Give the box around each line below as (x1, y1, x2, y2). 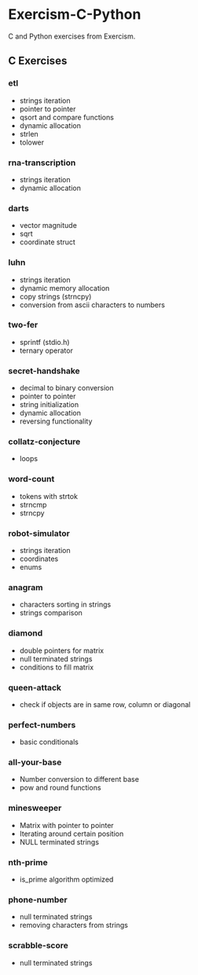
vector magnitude (19, 221, 77, 230)
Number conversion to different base (19, 775, 140, 784)
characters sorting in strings (19, 599, 112, 610)
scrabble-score (8, 940, 69, 951)
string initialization (19, 400, 79, 409)
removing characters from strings (19, 921, 128, 930)
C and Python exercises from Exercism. (8, 31, 136, 41)
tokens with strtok (19, 491, 79, 500)
